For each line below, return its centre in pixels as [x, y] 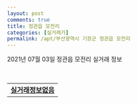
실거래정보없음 [33, 90]
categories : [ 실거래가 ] [38, 32]
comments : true [29, 20]
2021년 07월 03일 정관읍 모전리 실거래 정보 [65, 60]
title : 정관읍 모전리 [33, 26]
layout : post [26, 13]
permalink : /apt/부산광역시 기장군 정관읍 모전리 [69, 39]
